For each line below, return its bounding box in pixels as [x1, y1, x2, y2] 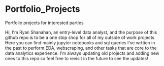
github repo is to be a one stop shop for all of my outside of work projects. [5, 34, 156, 40]
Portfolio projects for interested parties [5, 20, 84, 26]
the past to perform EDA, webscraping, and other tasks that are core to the [5, 45, 157, 51]
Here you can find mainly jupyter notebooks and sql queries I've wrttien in [5, 39, 155, 45]
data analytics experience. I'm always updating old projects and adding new [5, 50, 160, 56]
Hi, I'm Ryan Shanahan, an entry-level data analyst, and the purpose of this [5, 29, 157, 35]
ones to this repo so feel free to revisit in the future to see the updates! [5, 55, 149, 61]
